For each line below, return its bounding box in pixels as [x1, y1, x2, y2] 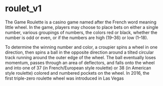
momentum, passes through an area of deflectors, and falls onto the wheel [5, 60, 155, 65]
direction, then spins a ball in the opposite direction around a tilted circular [5, 49, 154, 55]
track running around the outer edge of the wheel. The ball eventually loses [5, 54, 156, 60]
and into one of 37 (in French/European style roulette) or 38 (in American [5, 64, 151, 71]
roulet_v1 [5, 3, 42, 14]
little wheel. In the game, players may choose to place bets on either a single [5, 24, 159, 30]
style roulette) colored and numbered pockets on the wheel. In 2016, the [5, 70, 150, 76]
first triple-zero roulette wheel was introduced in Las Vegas [5, 75, 124, 81]
